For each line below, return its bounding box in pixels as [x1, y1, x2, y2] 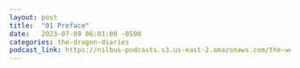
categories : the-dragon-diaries [9, 37, 129, 47]
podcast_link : [9, 46, 62, 55]
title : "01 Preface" [9, 21, 90, 30]
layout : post [9, 12, 58, 22]
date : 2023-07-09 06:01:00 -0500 [9, 29, 142, 38]
